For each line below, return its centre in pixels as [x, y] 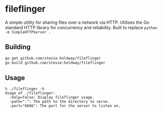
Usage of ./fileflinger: [30, 93]
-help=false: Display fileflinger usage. [52, 97]
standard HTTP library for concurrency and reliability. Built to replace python [81, 27]
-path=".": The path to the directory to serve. [60, 102]
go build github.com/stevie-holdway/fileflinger [55, 63]
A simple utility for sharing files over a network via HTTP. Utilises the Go [77, 22]
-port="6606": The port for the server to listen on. [65, 106]
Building [18, 47]
